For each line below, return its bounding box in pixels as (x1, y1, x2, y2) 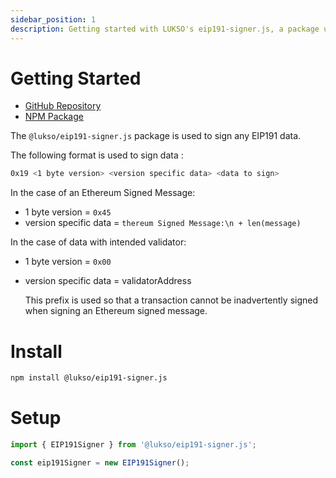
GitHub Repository (24, 100, 102, 112)
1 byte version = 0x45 (24, 206, 112, 218)
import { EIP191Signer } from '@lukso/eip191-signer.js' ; (10, 440, 257, 450)
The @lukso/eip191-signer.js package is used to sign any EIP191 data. (10, 130, 302, 142)
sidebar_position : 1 (10, 14, 97, 25)
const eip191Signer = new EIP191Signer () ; (10, 457, 190, 468)
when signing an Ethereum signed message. (24, 305, 208, 317)
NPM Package (24, 111, 84, 123)
